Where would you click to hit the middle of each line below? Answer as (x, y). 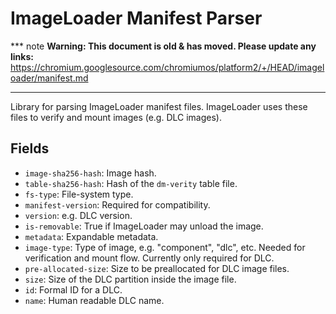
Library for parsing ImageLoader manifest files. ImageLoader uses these (159, 106)
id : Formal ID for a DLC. (73, 289)
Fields (30, 148)
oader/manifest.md (49, 78)
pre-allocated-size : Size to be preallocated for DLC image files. (157, 268)
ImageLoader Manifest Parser (136, 18)
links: (22, 56)
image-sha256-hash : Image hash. (90, 173)
